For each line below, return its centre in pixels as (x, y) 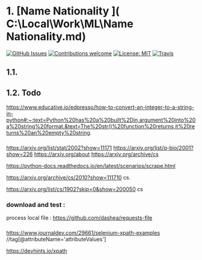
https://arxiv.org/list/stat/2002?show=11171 (59, 148)
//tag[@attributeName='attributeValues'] (56, 240)
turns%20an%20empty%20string (48, 133)
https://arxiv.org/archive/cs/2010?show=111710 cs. (69, 178)
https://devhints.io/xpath (37, 251)
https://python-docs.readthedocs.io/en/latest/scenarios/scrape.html (91, 166)
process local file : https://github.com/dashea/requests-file (79, 218)
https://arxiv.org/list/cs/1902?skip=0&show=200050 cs (75, 189)
